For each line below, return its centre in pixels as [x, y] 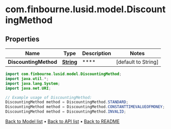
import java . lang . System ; [33, 83]
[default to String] [137, 62]
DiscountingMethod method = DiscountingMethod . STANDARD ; [67, 102]
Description [97, 53]
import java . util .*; [27, 79]
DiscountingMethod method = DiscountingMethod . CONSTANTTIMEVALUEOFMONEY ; [85, 107]
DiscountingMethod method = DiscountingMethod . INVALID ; [66, 112]
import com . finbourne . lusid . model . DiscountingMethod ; [64, 74]
